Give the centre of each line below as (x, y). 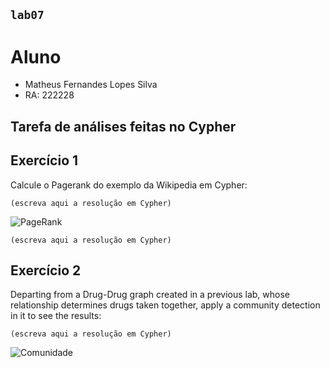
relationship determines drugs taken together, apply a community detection (165, 305)
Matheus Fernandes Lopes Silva (91, 85)
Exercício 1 (44, 160)
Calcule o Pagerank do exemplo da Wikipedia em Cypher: (129, 185)
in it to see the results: (56, 316)
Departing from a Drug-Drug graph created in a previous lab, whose (150, 295)
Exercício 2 (46, 270)
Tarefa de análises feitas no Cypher (123, 126)
